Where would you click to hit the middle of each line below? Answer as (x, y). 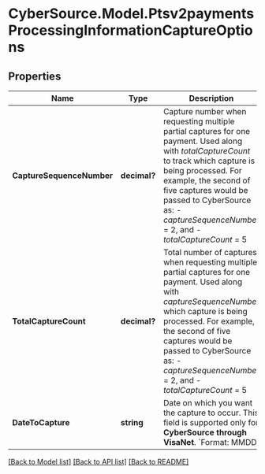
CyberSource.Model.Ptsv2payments (131, 14)
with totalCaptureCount (207, 151)
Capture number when (205, 111)
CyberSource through (205, 432)
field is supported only (205, 422)
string (132, 422)
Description (211, 98)
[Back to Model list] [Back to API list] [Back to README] (99, 462)
